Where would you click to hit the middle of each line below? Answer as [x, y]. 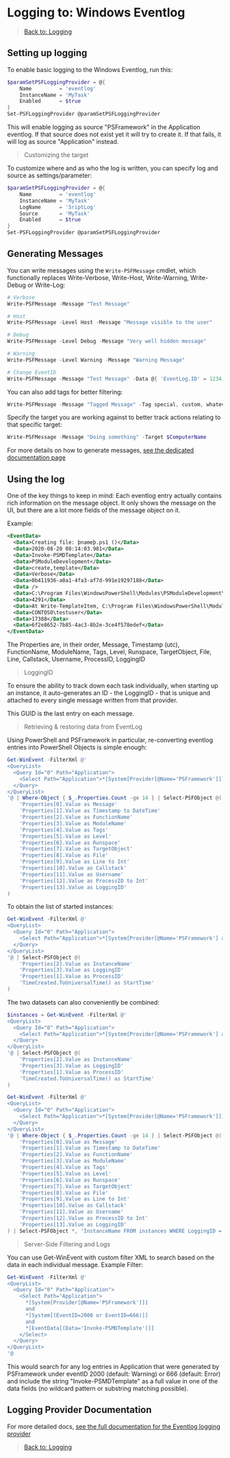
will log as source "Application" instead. [63, 141]
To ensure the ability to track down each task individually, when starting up [113, 686]
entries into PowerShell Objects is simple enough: [77, 747]
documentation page [37, 457]
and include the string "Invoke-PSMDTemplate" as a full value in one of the [113, 1381]
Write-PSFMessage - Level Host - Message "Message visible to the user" [110, 323]
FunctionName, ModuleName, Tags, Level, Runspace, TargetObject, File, [110, 652]
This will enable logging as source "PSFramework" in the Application [104, 127]
